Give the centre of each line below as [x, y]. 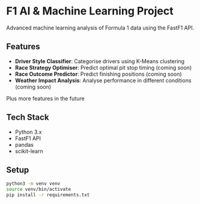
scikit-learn [29, 151]
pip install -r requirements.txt [48, 195]
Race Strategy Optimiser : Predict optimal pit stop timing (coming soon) [103, 67]
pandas [24, 144]
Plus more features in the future [46, 98]
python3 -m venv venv [33, 184]
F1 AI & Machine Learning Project [90, 11]
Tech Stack [28, 118]
